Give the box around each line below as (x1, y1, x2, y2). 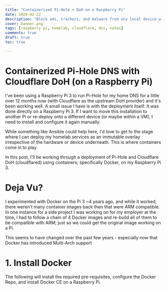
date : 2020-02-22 (5, 12, 41, 17)
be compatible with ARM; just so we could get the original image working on (5, 219, 161, 225)
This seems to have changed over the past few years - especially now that (5, 234, 158, 240)
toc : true (5, 40, 26, 45)
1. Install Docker (5, 257, 72, 269)
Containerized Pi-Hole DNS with (5, 65, 140, 77)
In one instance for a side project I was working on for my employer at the (5, 209, 157, 215)
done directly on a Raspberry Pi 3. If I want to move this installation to (5, 108, 148, 114)
